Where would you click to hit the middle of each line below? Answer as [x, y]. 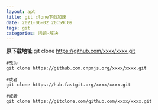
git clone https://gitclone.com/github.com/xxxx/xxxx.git [79, 101]
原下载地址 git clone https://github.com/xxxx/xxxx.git [71, 51]
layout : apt [21, 11]
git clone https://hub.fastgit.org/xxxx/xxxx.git [69, 85]
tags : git [18, 28]
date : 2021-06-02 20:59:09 [39, 22]
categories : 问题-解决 [32, 34]
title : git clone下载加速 [36, 17]
